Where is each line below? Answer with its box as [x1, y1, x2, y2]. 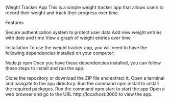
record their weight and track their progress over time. [5, 10, 119, 16]
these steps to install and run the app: [5, 65, 85, 71]
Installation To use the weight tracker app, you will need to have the [5, 45, 148, 50]
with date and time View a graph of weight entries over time [5, 35, 131, 41]
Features [5, 20, 24, 25]
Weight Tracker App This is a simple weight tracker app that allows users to [5, 5, 164, 10]
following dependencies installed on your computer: [5, 50, 115, 56]
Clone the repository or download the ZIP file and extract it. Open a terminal [5, 75, 165, 81]
